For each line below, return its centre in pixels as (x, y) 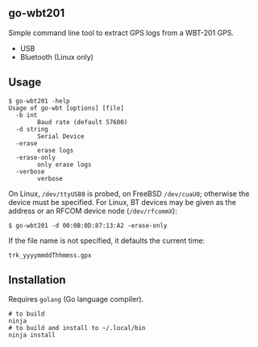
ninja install (32, 335)
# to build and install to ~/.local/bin (77, 328)
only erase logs (64, 165)
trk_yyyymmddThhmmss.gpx (50, 255)
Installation (37, 280)
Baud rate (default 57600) (83, 122)
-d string (32, 129)
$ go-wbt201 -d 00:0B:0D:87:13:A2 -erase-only (88, 225)
